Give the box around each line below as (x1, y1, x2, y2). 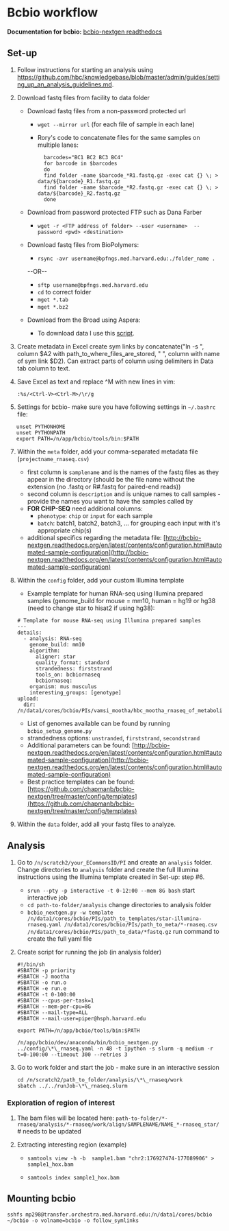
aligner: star (35, 653, 76, 660)
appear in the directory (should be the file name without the (27, 475, 196, 483)
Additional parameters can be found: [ (27, 741, 135, 749)
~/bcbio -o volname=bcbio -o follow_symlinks (7, 1217, 139, 1224)
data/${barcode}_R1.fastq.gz (37, 178, 121, 185)
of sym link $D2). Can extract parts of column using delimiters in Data (16, 357, 214, 365)
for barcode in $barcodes (43, 160, 118, 167)
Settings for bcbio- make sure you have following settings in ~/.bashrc (16, 403, 216, 411)
